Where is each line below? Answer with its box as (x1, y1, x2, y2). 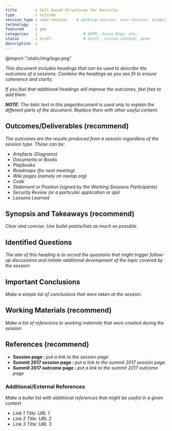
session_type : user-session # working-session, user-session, (5, 17, 150, 22)
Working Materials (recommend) (5, 306, 112, 315)
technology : (5, 22, 38, 27)
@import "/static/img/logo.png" (5, 55, 72, 61)
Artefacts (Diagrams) (12, 151, 58, 157)
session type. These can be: (5, 141, 65, 147)
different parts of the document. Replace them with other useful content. (5, 106, 159, 113)
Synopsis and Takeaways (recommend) (5, 209, 135, 218)
